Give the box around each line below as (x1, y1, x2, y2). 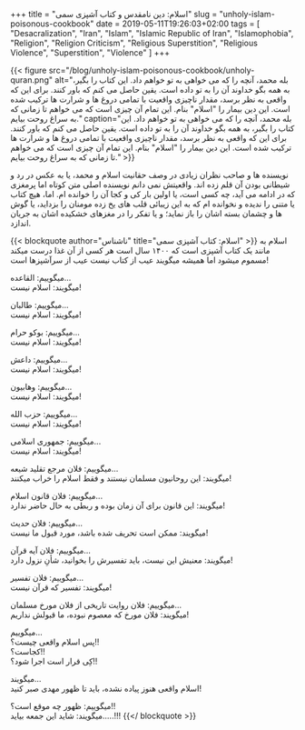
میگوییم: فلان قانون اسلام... (10, 491, 103, 501)
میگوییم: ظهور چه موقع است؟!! (10, 701, 116, 711)
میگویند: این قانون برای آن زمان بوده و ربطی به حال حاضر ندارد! (10, 500, 226, 511)
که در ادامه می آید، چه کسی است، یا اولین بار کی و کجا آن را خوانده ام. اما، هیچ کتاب (10, 189, 296, 199)
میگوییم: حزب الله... (10, 409, 78, 419)
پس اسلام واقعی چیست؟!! (10, 636, 100, 647)
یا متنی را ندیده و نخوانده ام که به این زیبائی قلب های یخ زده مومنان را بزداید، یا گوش (10, 198, 296, 209)
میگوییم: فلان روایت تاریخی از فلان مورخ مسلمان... (10, 600, 182, 610)
